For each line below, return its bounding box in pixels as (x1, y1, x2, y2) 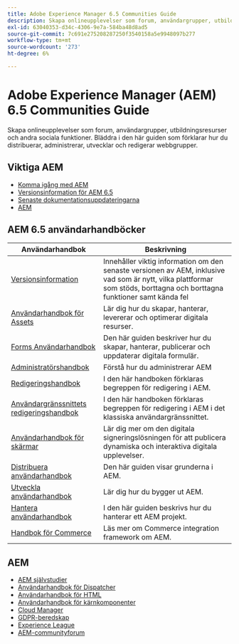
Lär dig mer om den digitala (102, 424, 195, 434)
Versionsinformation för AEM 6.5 (17, 188, 114, 196)
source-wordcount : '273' (7, 43, 81, 51)
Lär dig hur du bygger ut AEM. (102, 487, 204, 497)
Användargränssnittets (11, 399, 87, 409)
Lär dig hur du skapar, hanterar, (102, 304, 208, 314)
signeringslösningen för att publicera (102, 433, 226, 443)
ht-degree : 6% (7, 51, 50, 58)
